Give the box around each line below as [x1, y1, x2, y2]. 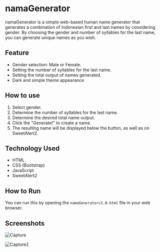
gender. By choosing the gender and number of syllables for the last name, [5, 29, 156, 35]
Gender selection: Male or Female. [12, 61, 81, 67]
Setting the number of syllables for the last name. [12, 67, 112, 73]
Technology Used [5, 144, 60, 153]
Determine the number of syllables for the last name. [12, 109, 118, 115]
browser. [5, 205, 23, 211]
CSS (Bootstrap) [12, 162, 45, 168]
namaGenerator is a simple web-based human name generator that [5, 19, 140, 25]
